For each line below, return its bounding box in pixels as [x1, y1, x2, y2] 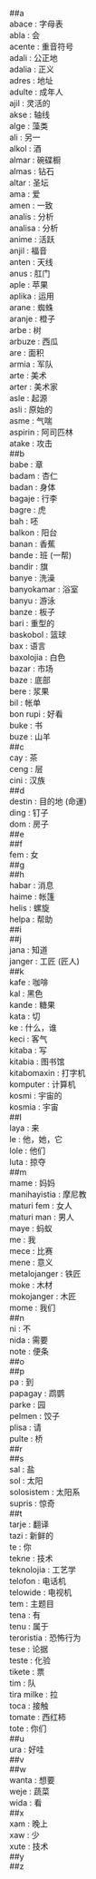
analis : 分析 [9, 211, 54, 221]
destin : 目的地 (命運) [9, 796, 88, 807]
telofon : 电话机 [9, 1576, 66, 1586]
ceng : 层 [9, 764, 43, 774]
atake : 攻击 [9, 438, 53, 448]
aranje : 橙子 [9, 313, 56, 324]
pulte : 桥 [9, 1434, 43, 1444]
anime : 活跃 [9, 234, 55, 244]
